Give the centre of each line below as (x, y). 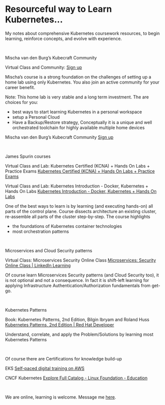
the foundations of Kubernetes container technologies (67, 226)
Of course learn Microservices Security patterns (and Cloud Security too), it (82, 275)
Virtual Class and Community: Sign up (44, 67)
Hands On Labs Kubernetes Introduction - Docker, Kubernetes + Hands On (81, 191)
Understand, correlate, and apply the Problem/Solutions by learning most (79, 334)
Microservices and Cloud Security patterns (49, 250)
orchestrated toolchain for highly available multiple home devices (78, 128)
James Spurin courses (28, 156)
